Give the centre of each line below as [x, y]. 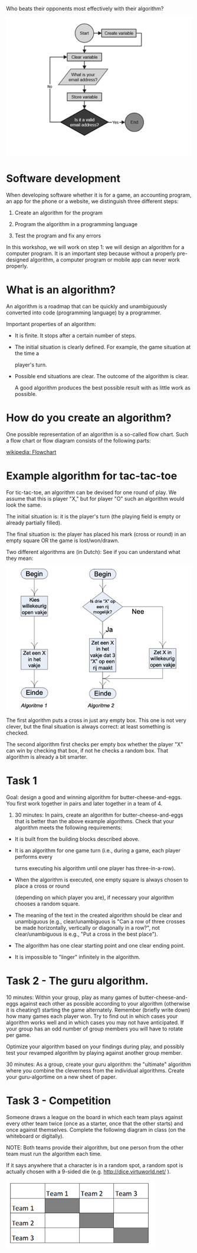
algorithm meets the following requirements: [68, 827]
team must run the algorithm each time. [54, 1154]
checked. [17, 733]
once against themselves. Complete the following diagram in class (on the [96, 1130]
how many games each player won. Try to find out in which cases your [92, 1016]
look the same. [24, 505]
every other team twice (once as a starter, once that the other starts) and [95, 1123]
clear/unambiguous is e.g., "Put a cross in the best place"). [86, 934]
